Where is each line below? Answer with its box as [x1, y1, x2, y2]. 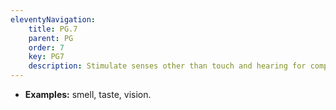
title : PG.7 [28, 24, 78, 34]
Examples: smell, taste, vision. [24, 89, 152, 100]
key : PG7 [28, 52, 65, 62]
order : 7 [28, 42, 65, 53]
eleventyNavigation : [10, 14, 97, 25]
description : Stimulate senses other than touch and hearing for [28, 61, 307, 71]
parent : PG [28, 33, 74, 43]
